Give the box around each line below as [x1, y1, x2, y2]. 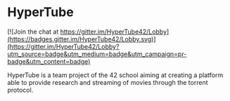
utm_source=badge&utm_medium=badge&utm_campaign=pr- [7, 50, 187, 58]
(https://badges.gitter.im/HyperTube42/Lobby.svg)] [7, 34, 156, 43]
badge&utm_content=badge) [7, 57, 91, 65]
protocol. [7, 86, 34, 94]
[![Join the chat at [7, 27, 59, 36]
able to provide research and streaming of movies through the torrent [7, 78, 208, 86]
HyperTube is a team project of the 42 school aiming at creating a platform [7, 71, 224, 79]
